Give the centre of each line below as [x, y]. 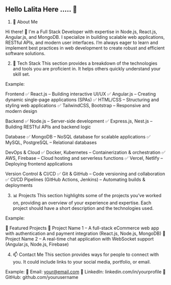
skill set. [21, 74]
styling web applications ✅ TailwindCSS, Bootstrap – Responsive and [78, 105]
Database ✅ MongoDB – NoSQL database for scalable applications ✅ [78, 136]
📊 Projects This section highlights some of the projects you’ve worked [87, 195]
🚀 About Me [25, 21]
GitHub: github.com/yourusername [42, 277]
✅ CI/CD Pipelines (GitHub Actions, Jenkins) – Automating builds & [75, 179]
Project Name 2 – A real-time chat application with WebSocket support [80, 239]
